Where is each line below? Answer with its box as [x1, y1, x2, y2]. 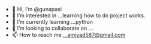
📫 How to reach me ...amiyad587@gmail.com [11, 32, 126, 38]
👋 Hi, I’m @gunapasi [11, 6, 62, 12]
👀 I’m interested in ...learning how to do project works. [11, 12, 146, 19]
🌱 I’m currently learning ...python [11, 18, 93, 25]
